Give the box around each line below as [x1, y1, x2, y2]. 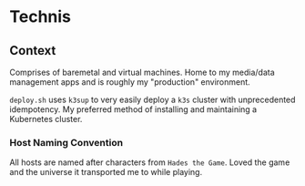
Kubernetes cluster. [9, 114, 83, 124]
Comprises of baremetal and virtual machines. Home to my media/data [9, 67, 275, 77]
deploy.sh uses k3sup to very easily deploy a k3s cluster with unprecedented [9, 94, 296, 105]
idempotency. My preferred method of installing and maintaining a [9, 104, 258, 115]
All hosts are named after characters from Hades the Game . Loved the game [9, 157, 290, 168]
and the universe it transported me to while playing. [9, 167, 203, 178]
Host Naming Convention [9, 136, 124, 149]
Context [9, 43, 56, 58]
